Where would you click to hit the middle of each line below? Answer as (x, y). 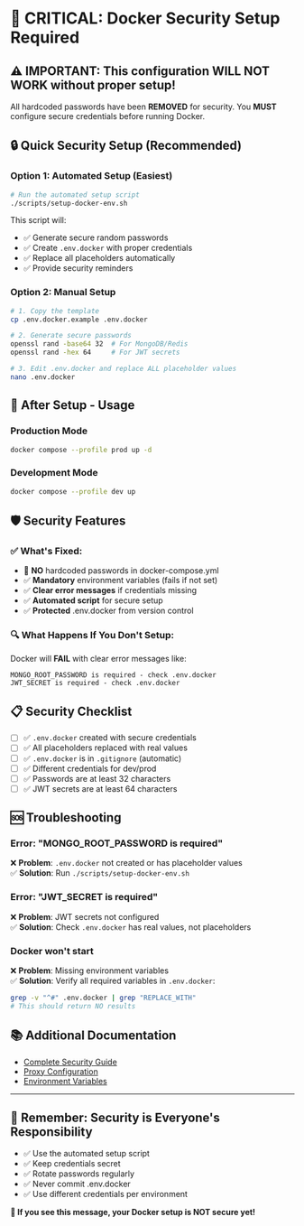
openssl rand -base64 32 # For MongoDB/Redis (99, 344)
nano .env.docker (43, 377)
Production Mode (49, 431)
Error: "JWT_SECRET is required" (84, 897)
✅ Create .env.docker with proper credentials (108, 248)
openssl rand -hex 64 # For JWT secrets (95, 353)
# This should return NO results (73, 1006)
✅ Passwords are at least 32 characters (97, 778)
